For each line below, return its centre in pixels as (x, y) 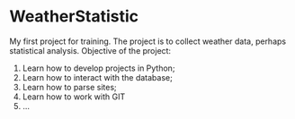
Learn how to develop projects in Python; (98, 68)
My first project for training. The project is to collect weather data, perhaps (147, 41)
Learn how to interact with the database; (97, 77)
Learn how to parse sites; (69, 87)
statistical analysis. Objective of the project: (90, 50)
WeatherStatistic (74, 17)
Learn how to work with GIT (74, 97)
